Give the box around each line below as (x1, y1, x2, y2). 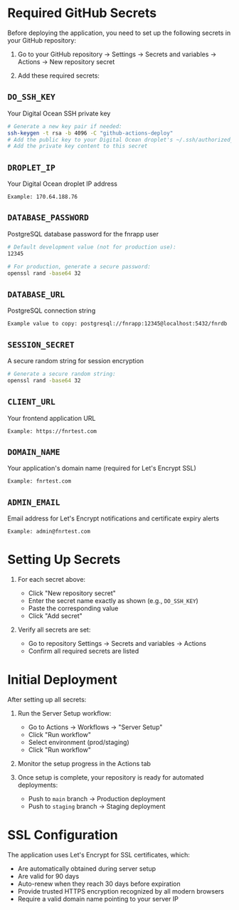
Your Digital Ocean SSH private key (7, 109, 111, 117)
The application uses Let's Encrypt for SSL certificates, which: (7, 851, 191, 859)
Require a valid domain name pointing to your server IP (17, 895, 179, 903)
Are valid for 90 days (17, 872, 80, 880)
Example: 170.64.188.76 (7, 194, 78, 201)
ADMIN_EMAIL (7, 497, 60, 507)
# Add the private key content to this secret (7, 142, 148, 150)
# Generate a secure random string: (7, 370, 116, 377)
